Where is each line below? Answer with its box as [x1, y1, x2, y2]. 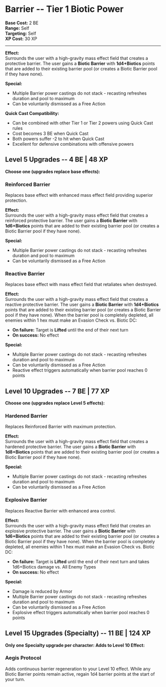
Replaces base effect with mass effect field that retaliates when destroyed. [5, 282, 157, 287]
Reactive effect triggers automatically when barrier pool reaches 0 [12, 367, 148, 373]
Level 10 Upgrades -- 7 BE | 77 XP [5, 387, 110, 395]
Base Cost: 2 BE [5, 20, 39, 26]
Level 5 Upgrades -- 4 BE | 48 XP [5, 155, 108, 164]
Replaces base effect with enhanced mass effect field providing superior [5, 192, 153, 198]
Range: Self [5, 25, 30, 31]
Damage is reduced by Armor [12, 588, 73, 594]
